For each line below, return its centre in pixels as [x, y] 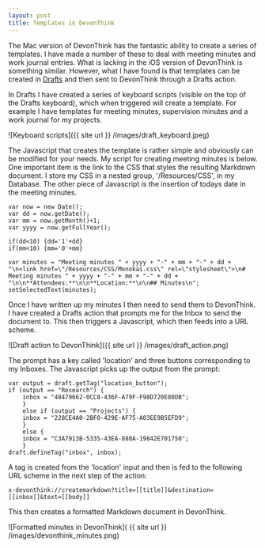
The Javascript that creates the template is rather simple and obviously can [131, 150]
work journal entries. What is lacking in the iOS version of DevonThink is [125, 62]
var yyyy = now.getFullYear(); [60, 227]
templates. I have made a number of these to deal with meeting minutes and [132, 54]
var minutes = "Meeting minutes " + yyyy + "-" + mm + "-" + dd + [120, 262]
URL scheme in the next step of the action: [78, 475]
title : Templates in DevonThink [61, 23]
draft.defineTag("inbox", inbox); [65, 452]
